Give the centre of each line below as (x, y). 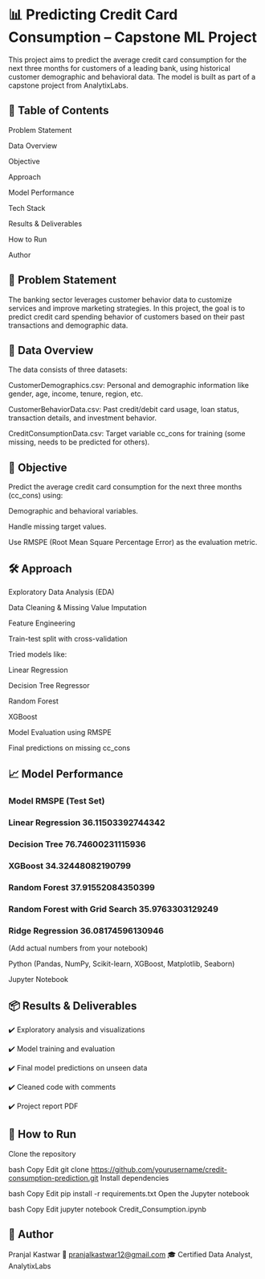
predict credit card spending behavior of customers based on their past (126, 316)
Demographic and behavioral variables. (73, 511)
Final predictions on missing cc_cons (69, 748)
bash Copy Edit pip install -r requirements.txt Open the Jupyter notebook (129, 1193)
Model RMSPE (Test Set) (57, 801)
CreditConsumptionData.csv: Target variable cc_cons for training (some (127, 434)
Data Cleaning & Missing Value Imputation (77, 607)
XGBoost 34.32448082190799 (69, 866)
